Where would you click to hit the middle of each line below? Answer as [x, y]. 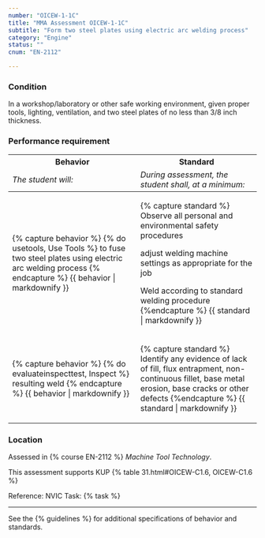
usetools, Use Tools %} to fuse [69, 248]
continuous [161, 378]
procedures [162, 235]
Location [26, 439]
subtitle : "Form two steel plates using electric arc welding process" [128, 30]
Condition [28, 86]
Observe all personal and [187, 216]
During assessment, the [185, 175]
